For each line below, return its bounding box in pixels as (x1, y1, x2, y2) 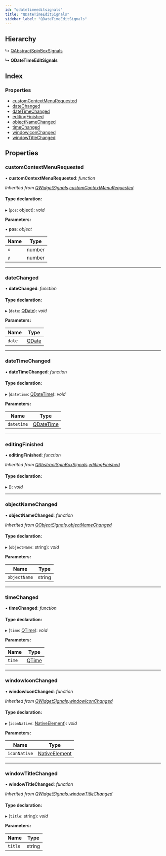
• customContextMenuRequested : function (5, 175, 95, 181)
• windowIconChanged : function (5, 688, 73, 694)
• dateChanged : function (5, 285, 57, 292)
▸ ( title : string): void (5, 813, 48, 819)
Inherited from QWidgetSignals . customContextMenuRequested (5, 184, 134, 190)
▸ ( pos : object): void (5, 207, 45, 213)
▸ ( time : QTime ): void (5, 628, 48, 633)
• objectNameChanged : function (5, 512, 73, 518)
